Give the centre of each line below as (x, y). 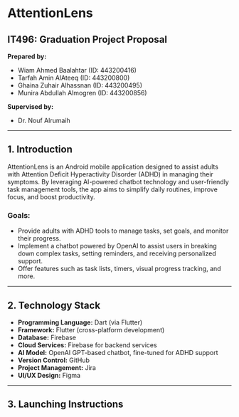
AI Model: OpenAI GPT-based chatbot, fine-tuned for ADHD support (118, 352)
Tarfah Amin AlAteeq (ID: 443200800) (74, 78)
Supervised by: (31, 107)
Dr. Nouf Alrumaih (44, 120)
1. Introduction (40, 150)
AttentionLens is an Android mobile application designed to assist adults (113, 167)
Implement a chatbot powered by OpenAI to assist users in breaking (117, 246)
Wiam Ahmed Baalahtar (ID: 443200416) (77, 70)
